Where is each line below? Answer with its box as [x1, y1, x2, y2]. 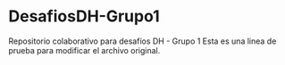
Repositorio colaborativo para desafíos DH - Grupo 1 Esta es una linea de [8, 36, 277, 46]
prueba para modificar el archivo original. [8, 45, 161, 55]
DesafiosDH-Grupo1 [8, 6, 160, 27]
